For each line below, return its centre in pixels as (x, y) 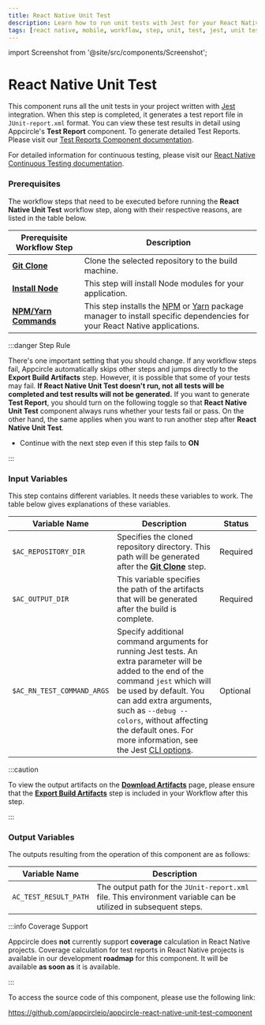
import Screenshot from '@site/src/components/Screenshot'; (108, 53)
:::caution (24, 769)
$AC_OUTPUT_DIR (41, 599)
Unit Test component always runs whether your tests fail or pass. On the (126, 410)
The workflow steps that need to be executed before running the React (123, 201)
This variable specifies (159, 579)
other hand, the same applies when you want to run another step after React (132, 419)
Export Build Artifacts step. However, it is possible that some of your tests (129, 377)
